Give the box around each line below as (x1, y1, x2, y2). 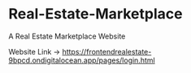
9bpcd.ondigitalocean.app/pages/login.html (8, 55, 156, 65)
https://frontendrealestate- (62, 47, 152, 56)
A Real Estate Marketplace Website (8, 31, 126, 41)
